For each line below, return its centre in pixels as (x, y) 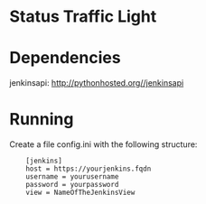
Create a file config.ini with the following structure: (103, 144)
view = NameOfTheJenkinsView (80, 193)
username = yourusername (72, 177)
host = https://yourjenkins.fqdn (89, 169)
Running (42, 120)
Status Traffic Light (83, 17)
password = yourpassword (72, 185)
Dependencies (65, 58)
